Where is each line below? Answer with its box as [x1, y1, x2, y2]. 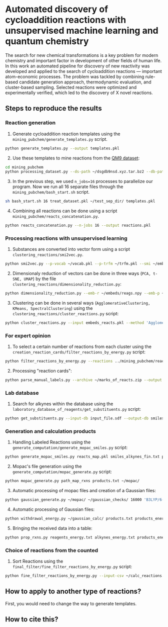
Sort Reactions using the [12, 558, 63, 564]
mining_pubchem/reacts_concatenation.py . [12, 213, 99, 219]
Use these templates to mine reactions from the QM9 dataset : [12, 155, 140, 161]
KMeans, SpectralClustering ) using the [12, 305, 93, 311]
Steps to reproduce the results [5, 104, 102, 113]
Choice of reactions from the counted [5, 547, 98, 554]
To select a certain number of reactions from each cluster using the [12, 343, 151, 350]
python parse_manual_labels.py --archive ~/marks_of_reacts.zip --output [5, 378, 162, 383]
